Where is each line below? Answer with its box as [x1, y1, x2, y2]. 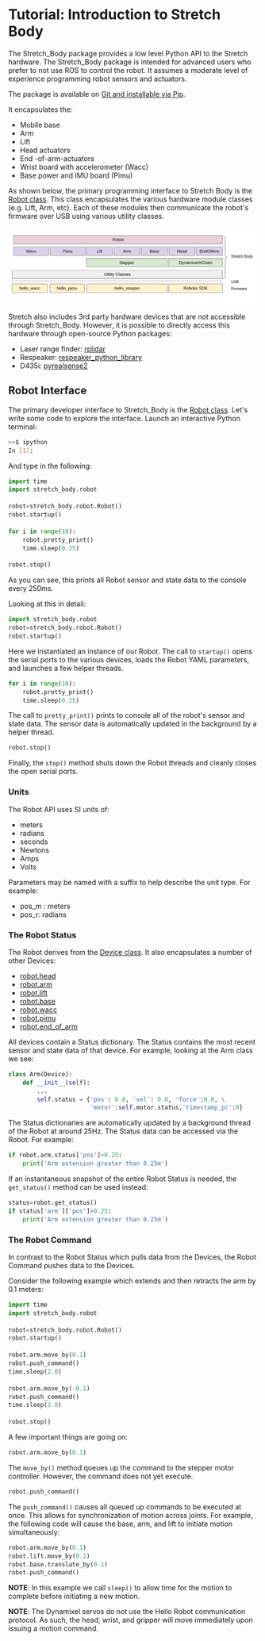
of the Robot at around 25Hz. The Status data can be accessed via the [8, 1126, 239, 1136]
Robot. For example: [8, 1135, 74, 1144]
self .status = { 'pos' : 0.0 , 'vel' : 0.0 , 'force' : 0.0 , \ [36, 1095, 225, 1103]
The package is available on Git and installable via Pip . [8, 89, 186, 98]
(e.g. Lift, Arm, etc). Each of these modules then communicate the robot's [8, 202, 249, 212]
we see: [8, 1053, 34, 1064]
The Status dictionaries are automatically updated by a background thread [8, 1118, 252, 1128]
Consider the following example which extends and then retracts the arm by [8, 1275, 256, 1286]
